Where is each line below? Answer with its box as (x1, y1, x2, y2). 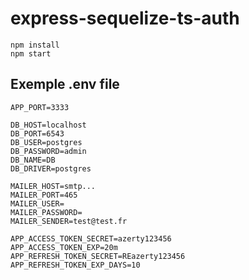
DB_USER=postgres (10, 137, 83, 147)
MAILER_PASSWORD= (10, 207, 83, 217)
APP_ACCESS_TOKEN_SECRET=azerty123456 (10, 233, 172, 244)
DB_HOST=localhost (10, 120, 87, 130)
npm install (10, 40, 60, 50)
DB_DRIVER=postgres (10, 163, 92, 174)
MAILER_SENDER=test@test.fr (10, 216, 128, 226)
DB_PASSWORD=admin (10, 146, 87, 156)
